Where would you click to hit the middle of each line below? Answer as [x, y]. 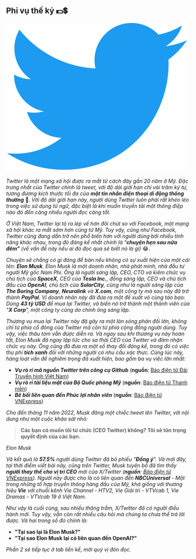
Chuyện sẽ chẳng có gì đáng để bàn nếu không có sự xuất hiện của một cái [98, 260]
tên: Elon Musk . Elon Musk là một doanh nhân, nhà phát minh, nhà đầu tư [95, 266]
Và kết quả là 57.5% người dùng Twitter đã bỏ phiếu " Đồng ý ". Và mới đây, [97, 459]
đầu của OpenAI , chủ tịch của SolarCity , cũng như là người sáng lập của [94, 285]
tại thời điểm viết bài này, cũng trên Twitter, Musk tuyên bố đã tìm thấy [91, 465]
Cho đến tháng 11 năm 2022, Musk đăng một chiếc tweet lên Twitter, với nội [97, 412]
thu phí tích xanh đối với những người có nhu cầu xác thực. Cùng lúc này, [95, 352]
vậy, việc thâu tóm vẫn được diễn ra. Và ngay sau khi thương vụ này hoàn [95, 334]
